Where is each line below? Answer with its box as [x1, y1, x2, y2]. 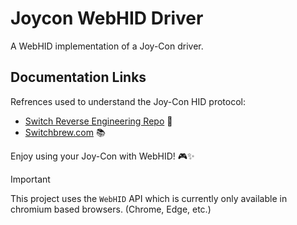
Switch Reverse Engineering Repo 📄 [24, 115, 173, 127]
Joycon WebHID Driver [10, 7, 204, 30]
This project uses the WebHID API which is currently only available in [10, 192, 288, 204]
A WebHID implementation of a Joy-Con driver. [10, 40, 204, 52]
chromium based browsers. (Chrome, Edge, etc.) [10, 203, 212, 215]
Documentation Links [10, 69, 147, 86]
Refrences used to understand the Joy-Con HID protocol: [10, 95, 246, 107]
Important [10, 173, 51, 185]
